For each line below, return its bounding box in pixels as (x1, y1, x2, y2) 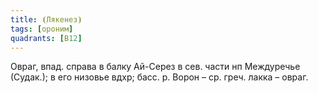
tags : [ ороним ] (10, 24, 74, 34)
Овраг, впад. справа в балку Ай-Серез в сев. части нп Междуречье (10, 61, 301, 73)
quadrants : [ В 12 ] (10, 33, 83, 43)
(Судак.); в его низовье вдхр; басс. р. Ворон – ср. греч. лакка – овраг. (10, 71, 309, 83)
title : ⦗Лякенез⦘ (10, 14, 83, 25)
